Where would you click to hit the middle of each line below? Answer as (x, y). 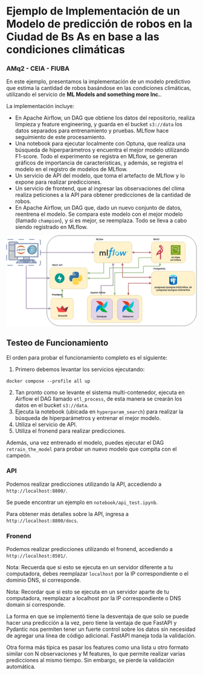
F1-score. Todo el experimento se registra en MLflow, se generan (96, 157)
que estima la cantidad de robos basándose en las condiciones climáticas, (99, 88)
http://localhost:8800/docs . (42, 520)
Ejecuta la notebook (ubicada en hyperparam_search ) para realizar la (99, 412)
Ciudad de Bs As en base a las (83, 37)
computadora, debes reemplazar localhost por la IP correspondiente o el (98, 574)
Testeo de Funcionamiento (57, 343)
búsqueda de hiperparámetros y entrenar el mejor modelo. (88, 418)
